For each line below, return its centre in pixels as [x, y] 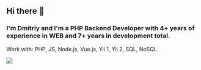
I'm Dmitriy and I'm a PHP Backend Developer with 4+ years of [100, 28]
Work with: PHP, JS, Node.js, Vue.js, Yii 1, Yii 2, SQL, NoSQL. [82, 49]
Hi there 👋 [25, 11]
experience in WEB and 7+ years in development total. [88, 36]
